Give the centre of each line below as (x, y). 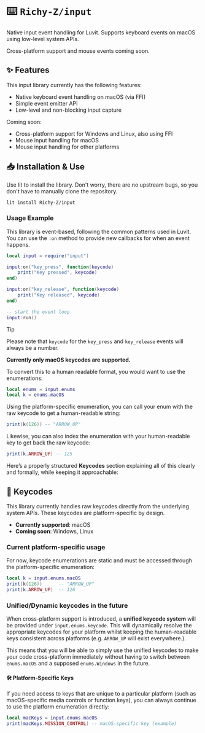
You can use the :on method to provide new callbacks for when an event (98, 238)
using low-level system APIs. (43, 39)
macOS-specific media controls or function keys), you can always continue (101, 700)
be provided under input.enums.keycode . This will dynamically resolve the (99, 626)
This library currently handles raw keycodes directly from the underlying (98, 506)
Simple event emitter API (46, 103)
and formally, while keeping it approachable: (62, 472)
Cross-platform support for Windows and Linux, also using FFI (94, 134)
